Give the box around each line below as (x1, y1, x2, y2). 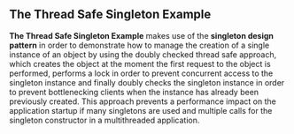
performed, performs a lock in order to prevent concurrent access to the (9, 68, 274, 78)
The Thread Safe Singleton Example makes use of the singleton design (9, 30, 275, 41)
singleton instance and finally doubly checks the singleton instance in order (9, 77, 285, 87)
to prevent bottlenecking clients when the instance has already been (9, 86, 259, 97)
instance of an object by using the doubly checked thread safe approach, (9, 48, 277, 60)
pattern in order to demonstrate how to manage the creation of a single (9, 40, 270, 50)
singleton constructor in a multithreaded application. (9, 115, 200, 125)
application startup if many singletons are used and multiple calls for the (9, 105, 273, 115)
